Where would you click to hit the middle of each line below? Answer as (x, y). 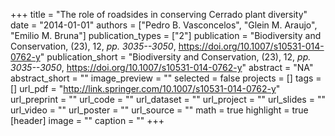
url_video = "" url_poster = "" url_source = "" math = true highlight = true (159, 110)
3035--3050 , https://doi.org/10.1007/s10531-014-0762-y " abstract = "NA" (162, 67)
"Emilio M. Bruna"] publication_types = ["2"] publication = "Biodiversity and (166, 35)
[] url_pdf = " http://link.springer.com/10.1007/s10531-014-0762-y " (145, 88)
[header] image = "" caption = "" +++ (87, 120)
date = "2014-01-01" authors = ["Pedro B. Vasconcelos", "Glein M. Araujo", (164, 25)
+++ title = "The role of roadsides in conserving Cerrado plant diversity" (159, 14)
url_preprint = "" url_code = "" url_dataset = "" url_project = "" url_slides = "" (168, 99)
